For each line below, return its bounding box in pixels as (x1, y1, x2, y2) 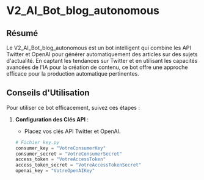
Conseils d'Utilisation (6, 88, 90, 98)
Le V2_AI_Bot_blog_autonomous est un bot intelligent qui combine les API (6, 44, 191, 51)
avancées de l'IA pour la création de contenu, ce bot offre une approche (6, 63, 188, 71)
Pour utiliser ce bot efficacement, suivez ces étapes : (6, 104, 140, 111)
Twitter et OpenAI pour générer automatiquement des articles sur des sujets (6, 51, 198, 58)
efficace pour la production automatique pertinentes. (6, 70, 139, 77)
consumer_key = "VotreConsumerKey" (15, 145, 106, 151)
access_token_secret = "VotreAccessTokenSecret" (15, 162, 142, 168)
